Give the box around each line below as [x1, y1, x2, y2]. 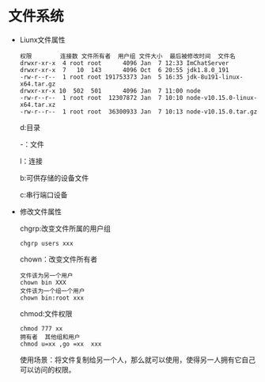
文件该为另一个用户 [19, 271, 74, 280]
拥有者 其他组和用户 [19, 333, 81, 341]
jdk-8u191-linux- [186, 73, 244, 81]
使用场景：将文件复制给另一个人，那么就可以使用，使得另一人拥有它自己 [19, 354, 256, 365]
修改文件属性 [19, 207, 62, 216]
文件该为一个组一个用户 [19, 287, 85, 295]
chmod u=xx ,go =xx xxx [19, 340, 102, 348]
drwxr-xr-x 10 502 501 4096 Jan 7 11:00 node [19, 86, 201, 95]
